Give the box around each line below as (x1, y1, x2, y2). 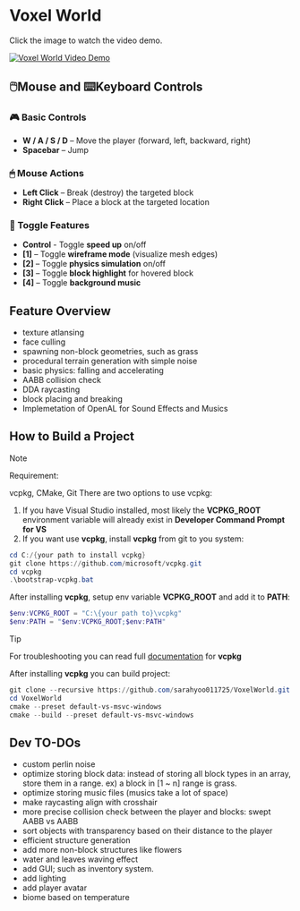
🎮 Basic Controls (9, 111, 87, 123)
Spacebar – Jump (21, 144, 90, 155)
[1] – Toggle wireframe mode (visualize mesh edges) (21, 249, 219, 260)
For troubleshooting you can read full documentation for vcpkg (9, 651, 242, 662)
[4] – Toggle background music (21, 277, 141, 288)
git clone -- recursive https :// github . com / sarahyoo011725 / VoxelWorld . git (9, 685, 291, 694)
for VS (21, 524, 47, 534)
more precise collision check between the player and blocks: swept (21, 806, 271, 817)
